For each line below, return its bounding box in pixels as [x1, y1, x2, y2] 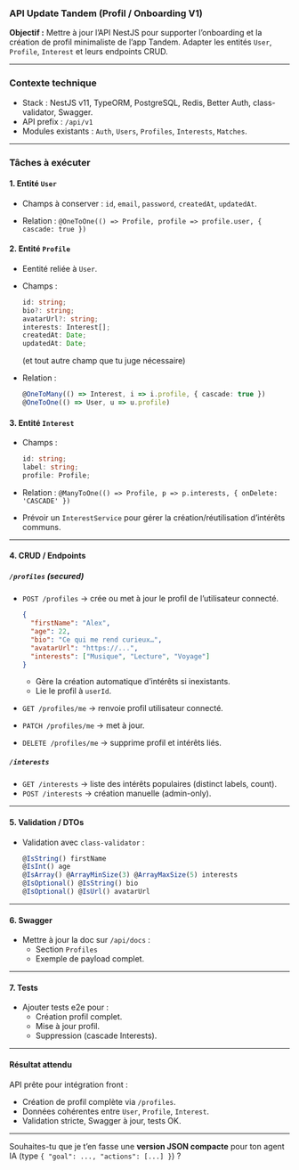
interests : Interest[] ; [21, 323, 111, 331]
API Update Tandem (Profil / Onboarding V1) [9, 7, 203, 20]
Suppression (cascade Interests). [35, 1030, 158, 1041]
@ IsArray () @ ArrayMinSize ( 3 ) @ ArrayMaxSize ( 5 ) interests [21, 871, 238, 880]
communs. [21, 521, 61, 532]
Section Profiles [35, 944, 98, 955]
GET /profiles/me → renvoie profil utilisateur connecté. [21, 703, 224, 714]
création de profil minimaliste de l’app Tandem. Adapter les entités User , [9, 37, 272, 47]
